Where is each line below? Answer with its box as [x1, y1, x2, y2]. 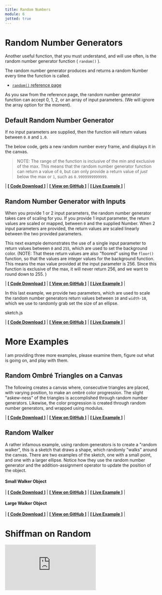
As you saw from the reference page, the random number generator [5, 92, 141, 98]
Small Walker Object [5, 478, 47, 484]
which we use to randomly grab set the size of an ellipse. [5, 300, 118, 306]
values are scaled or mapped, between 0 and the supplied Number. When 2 [5, 220, 156, 226]
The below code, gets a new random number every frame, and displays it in [5, 144, 156, 150]
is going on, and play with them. [5, 357, 69, 363]
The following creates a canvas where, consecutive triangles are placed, [5, 385, 149, 390]
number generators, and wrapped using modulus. [5, 405, 104, 411]
